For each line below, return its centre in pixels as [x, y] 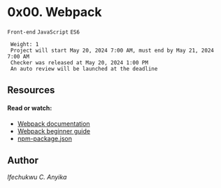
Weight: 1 [24, 44]
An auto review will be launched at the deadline [84, 68]
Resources [31, 91]
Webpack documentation [54, 124]
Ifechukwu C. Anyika [37, 177]
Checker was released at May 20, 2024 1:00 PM [79, 63]
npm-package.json [44, 138]
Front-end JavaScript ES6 [44, 32]
